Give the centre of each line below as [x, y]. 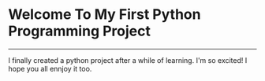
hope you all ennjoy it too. [50, 68]
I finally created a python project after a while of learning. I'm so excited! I [128, 60]
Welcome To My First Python [105, 15]
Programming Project [80, 31]
